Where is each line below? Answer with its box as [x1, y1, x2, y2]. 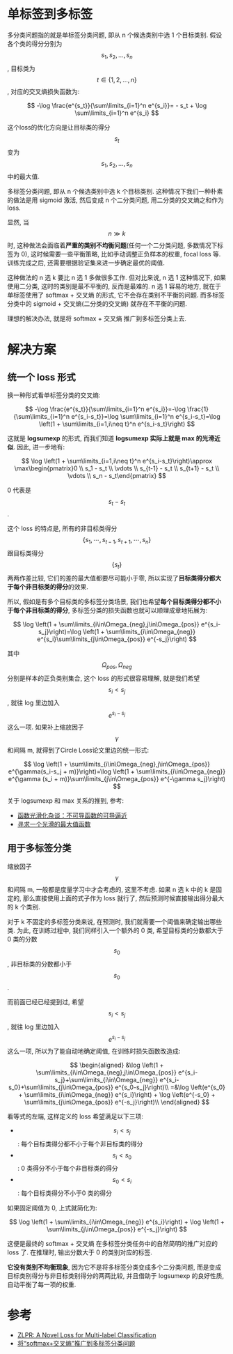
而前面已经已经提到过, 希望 [7, 998, 84, 1006]
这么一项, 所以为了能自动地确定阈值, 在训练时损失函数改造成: [7, 1047, 181, 1055]
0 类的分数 [7, 934, 38, 943]
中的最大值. [7, 172, 40, 181]
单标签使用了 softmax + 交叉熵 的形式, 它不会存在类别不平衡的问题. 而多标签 [7, 291, 225, 300]
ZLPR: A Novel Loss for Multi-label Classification [17, 1331, 156, 1339]
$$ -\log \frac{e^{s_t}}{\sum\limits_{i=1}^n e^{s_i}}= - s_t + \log [26, 101, 207, 109]
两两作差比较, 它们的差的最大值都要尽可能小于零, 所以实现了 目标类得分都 [7, 574, 216, 582]
